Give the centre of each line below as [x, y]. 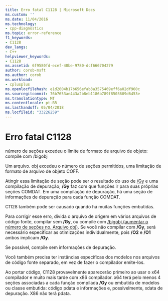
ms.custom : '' [20, 15]
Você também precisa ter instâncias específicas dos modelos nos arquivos [82, 257]
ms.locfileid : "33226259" [32, 112]
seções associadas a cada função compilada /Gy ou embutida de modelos [82, 282]
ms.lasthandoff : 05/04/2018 [35, 108]
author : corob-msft [26, 71]
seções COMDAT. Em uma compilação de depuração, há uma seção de [79, 191]
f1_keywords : [19, 38]
